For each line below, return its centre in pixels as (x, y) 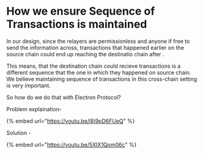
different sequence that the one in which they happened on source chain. (99, 72)
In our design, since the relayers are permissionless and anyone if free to (98, 41)
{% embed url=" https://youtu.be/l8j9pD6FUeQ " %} (71, 121)
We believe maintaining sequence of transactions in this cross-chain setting (102, 79)
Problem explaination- (34, 109)
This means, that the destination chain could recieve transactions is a (94, 66)
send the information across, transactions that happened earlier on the (95, 48)
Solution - (19, 133)
